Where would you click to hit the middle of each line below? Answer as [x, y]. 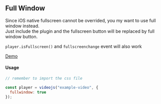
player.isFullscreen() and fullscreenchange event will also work [74, 46]
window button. [22, 36]
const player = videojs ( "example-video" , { [52, 87]
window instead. [22, 26]
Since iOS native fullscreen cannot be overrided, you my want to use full [80, 20]
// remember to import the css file [44, 79]
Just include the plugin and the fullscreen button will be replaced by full [80, 31]
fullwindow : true [28, 92]
